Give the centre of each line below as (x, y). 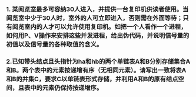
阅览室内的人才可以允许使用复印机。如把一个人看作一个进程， (99, 26)
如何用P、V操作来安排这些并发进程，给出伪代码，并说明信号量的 (98, 35)
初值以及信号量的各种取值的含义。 (54, 44)
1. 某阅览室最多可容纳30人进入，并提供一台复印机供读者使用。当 (97, 9)
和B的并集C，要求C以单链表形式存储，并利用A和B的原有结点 (92, 79)
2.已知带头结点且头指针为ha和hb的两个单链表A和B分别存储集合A (98, 61)
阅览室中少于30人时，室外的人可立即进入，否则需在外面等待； (94, 18)
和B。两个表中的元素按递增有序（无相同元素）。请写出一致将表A (96, 70)
